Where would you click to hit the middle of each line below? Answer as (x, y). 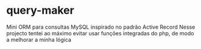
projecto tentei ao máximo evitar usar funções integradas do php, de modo (100, 33)
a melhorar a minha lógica (39, 39)
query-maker (40, 10)
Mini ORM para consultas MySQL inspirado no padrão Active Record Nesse (101, 27)
